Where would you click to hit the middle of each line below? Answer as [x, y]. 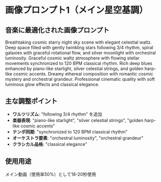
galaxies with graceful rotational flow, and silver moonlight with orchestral [80, 53]
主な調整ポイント [31, 101]
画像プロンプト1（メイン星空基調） [77, 10]
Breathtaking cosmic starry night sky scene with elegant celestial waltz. [79, 42]
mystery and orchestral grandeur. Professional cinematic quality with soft [80, 79]
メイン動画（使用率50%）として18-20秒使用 [51, 174]
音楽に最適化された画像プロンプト [57, 30]
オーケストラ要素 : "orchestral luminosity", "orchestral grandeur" [78, 138]
